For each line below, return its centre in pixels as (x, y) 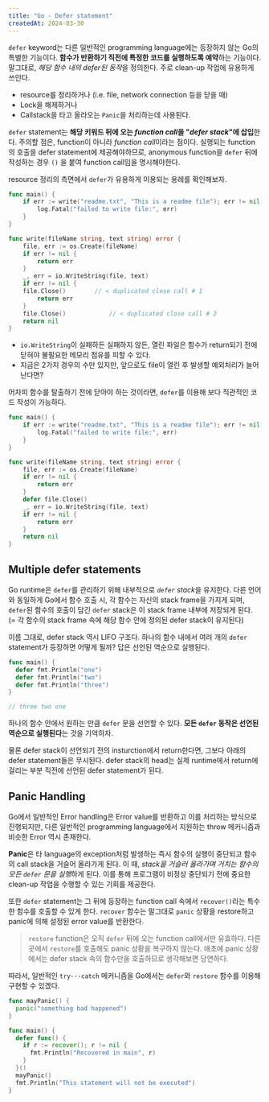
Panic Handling (47, 797)
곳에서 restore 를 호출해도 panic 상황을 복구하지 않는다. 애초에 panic (136, 948)
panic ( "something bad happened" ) (71, 1008)
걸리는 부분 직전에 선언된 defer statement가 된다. (86, 770)
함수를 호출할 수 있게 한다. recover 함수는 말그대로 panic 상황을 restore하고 (135, 911)
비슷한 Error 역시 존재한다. (50, 837)
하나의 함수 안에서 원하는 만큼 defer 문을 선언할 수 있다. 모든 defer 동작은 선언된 (134, 723)
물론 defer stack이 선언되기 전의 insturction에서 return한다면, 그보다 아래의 (127, 750)
